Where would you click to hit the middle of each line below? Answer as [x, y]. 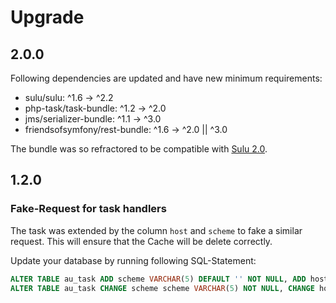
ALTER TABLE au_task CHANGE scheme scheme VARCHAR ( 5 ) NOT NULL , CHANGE [162, 288]
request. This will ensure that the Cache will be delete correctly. [141, 241]
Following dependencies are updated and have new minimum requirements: [166, 78]
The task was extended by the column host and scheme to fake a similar [156, 230]
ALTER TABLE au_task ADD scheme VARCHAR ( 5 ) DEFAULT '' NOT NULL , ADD [158, 279]
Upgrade [47, 17]
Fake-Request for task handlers [88, 209]
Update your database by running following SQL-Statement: [133, 260]
